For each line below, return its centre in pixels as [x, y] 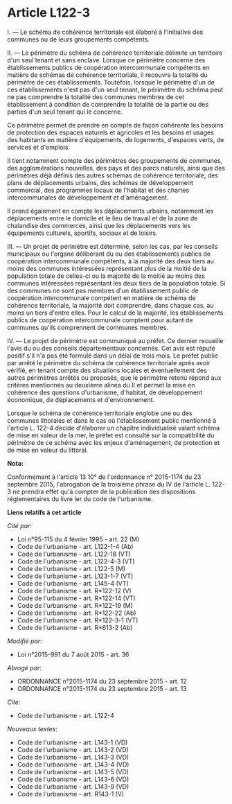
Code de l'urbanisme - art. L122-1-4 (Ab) [75, 546]
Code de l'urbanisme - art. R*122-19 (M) [75, 605]
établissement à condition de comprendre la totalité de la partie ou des [108, 104]
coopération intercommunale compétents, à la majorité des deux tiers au [111, 261]
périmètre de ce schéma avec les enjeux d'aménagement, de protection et [114, 442]
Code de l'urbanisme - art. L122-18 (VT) [74, 554]
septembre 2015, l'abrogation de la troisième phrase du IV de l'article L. [109, 484]
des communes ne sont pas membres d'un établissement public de [103, 290]
